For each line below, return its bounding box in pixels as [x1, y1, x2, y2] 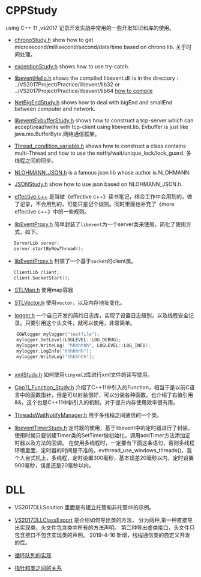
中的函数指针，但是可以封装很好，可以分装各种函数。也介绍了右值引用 [19, 391, 193, 398]
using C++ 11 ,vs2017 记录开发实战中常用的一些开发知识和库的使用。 [5, 24, 175, 31]
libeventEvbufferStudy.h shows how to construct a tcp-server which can [14, 116, 194, 124]
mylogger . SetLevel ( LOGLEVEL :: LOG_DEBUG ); [16, 337, 121, 343]
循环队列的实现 [14, 551, 52, 558]
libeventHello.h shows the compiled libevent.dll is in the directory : [14, 74, 178, 82]
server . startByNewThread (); [13, 245, 84, 252]
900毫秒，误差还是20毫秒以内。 [14, 461, 94, 468]
